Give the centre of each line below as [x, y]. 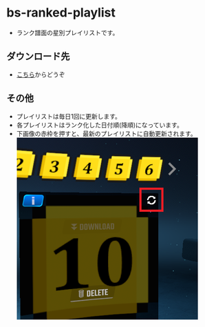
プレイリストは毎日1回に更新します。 [69, 116]
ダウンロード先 [38, 57]
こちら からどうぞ [41, 75]
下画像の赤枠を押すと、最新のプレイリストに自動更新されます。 [106, 133]
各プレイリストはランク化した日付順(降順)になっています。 [99, 125]
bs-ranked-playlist [61, 13]
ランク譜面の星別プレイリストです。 [67, 32]
